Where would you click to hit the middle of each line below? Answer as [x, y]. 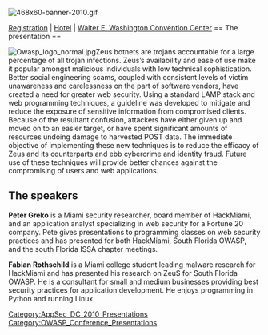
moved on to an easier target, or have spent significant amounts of [118, 128]
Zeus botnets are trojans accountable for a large [175, 52]
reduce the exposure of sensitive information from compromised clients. [127, 111]
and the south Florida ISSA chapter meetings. [83, 249]
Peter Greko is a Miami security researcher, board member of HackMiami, [130, 215]
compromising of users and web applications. [84, 171]
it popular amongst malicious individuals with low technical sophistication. [130, 69]
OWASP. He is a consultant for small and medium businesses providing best [133, 281]
